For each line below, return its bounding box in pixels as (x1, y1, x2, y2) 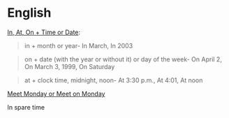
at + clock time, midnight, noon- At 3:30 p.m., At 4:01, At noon (24, 75, 203, 84)
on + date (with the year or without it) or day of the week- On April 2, (24, 54, 222, 64)
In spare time (7, 103, 45, 111)
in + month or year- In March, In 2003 (24, 41, 133, 50)
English (7, 5, 52, 21)
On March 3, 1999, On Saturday (24, 62, 115, 71)
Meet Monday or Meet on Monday (7, 89, 105, 98)
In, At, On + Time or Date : (7, 28, 81, 36)
